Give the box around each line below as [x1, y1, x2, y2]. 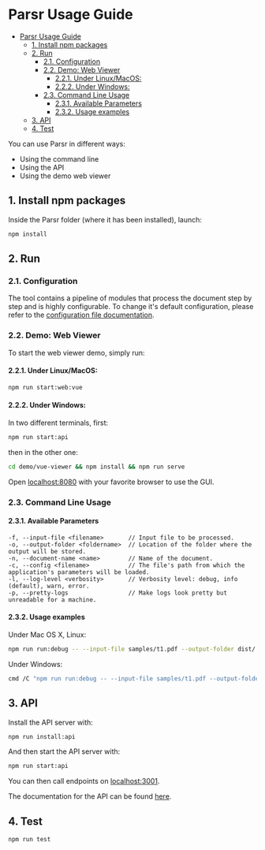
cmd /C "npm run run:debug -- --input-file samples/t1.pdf [8, 674, 207, 683]
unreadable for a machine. [8, 595, 97, 604]
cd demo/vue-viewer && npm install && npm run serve [8, 463, 185, 471]
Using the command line [19, 154, 99, 163]
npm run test [8, 836, 51, 844]
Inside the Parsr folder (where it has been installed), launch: [8, 214, 203, 224]
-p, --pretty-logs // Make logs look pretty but [8, 589, 227, 597]
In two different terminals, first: [8, 418, 109, 427]
